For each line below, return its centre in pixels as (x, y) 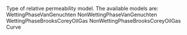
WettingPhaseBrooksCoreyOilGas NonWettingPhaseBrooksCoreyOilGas (93, 21)
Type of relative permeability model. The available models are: (82, 8)
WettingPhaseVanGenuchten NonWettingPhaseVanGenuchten (82, 15)
